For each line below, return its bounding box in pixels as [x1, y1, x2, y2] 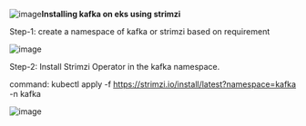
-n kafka [9, 89, 41, 99]
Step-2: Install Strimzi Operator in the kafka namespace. [9, 62, 220, 72]
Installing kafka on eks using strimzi [41, 9, 181, 19]
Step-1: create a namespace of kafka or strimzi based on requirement [9, 26, 270, 36]
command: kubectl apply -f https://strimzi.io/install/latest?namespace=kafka [9, 79, 297, 90]
